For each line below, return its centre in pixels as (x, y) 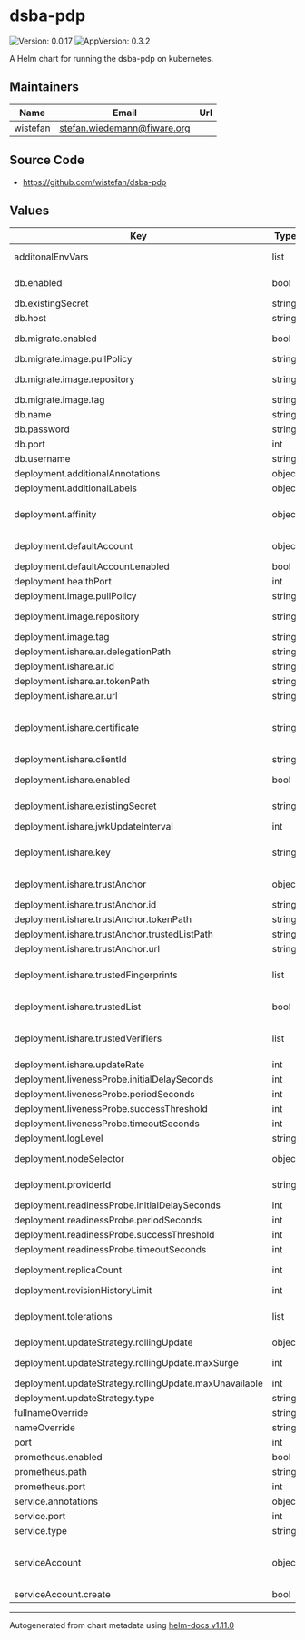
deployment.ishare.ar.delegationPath (93, 652)
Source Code (47, 160)
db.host (30, 319)
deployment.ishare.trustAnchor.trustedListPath (113, 934)
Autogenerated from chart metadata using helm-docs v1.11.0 (122, 1625)
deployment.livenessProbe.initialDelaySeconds (114, 1079)
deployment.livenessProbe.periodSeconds (104, 1095)
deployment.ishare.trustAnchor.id (85, 905)
